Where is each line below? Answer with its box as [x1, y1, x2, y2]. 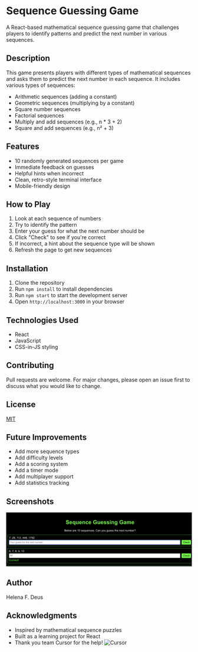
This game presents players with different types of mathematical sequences [6, 69, 191, 76]
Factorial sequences [14, 112, 64, 119]
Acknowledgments [6, 611, 78, 621]
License [6, 400, 36, 410]
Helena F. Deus [6, 594, 43, 601]
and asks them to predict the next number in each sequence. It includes [6, 75, 181, 82]
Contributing [6, 360, 54, 370]
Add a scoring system [14, 461, 68, 468]
